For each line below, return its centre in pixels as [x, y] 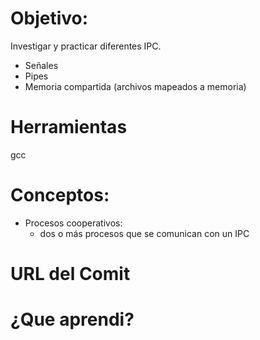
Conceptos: [60, 195]
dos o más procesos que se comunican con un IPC [144, 233]
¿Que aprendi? [72, 319]
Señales [41, 65]
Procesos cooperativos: [73, 223]
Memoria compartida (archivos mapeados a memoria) [135, 86]
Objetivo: [49, 18]
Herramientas [69, 127]
